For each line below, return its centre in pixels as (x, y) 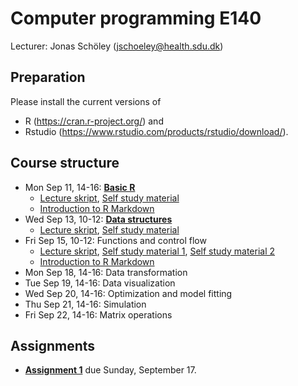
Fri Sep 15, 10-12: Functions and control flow (115, 240)
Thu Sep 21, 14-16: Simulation (85, 304)
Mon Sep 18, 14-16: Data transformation (106, 272)
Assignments (53, 345)
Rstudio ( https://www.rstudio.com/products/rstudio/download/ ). (156, 131)
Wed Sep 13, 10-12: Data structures (98, 219)
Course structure (65, 163)
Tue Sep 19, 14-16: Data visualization (100, 283)
